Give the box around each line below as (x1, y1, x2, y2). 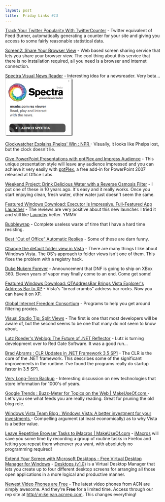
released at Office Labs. (5, 171, 54, 177)
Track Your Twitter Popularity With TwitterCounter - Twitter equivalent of (5, 27, 153, 33)
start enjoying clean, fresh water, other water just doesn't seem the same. (5, 192, 155, 197)
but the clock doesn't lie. (5, 146, 56, 152)
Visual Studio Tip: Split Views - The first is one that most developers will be (5, 315, 158, 321)
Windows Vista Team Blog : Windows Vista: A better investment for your (5, 410, 152, 416)
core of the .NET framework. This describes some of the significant (5, 355, 142, 361)
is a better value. (5, 421, 39, 426)
